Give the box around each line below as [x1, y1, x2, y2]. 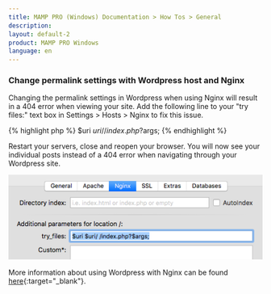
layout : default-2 [8, 30, 70, 38]
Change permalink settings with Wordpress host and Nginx [8, 75, 245, 86]
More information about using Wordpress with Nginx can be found [8, 267, 228, 278]
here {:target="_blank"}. [8, 276, 86, 286]
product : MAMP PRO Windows [8, 39, 99, 47]
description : [8, 21, 52, 30]
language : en [8, 47, 52, 56]
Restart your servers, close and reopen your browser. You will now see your [8, 141, 261, 151]
